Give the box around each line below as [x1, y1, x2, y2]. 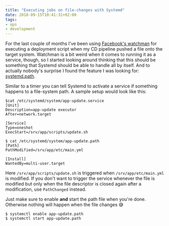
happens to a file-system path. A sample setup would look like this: [5, 88, 147, 95]
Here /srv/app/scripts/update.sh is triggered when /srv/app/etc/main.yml [5, 170, 164, 176]
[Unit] [5, 103, 19, 108]
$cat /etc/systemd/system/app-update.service [5, 98, 104, 104]
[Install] [5, 156, 27, 162]
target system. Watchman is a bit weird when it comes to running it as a [5, 52, 156, 58]
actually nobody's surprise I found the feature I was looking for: [5, 67, 139, 74]
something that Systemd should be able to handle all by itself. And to [5, 62, 150, 69]
